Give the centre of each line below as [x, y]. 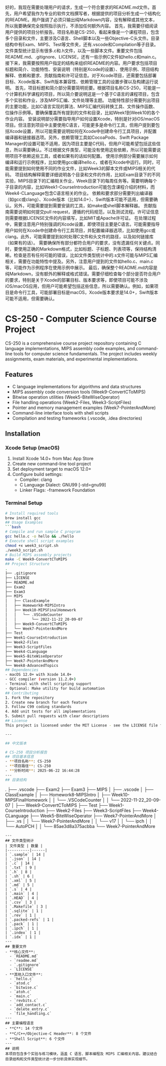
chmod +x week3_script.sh [32, 545]
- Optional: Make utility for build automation [55, 688]
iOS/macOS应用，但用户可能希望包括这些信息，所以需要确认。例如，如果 [80, 286]
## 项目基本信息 [20, 757]
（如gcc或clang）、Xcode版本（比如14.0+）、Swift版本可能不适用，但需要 [80, 199]
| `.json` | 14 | [23, 859]
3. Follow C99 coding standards [38, 707]
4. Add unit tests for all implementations [51, 711]
